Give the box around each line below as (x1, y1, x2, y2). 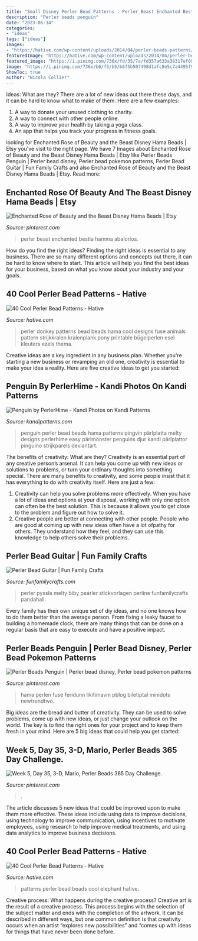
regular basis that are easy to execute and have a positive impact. (6, 626, 166, 633)
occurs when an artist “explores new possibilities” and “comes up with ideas (6, 921, 192, 929)
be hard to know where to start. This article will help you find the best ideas (6, 259, 189, 266)
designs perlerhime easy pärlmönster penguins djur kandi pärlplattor (20, 435, 187, 442)
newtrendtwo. (20, 697, 55, 704)
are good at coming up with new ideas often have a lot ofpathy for (14, 521, 176, 528)
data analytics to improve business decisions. (6, 829, 117, 836)
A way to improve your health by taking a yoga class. (14, 121, 143, 128)
